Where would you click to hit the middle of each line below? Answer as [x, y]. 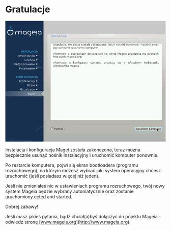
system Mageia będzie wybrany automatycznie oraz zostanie [69, 191]
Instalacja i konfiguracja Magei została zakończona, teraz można [73, 150]
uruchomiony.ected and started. [39, 197]
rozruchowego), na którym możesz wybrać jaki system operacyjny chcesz [83, 170]
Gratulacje [28, 9]
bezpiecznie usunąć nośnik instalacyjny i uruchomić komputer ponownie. [82, 155]
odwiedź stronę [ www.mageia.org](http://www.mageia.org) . [68, 222]
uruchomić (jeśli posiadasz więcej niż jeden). [52, 176]
